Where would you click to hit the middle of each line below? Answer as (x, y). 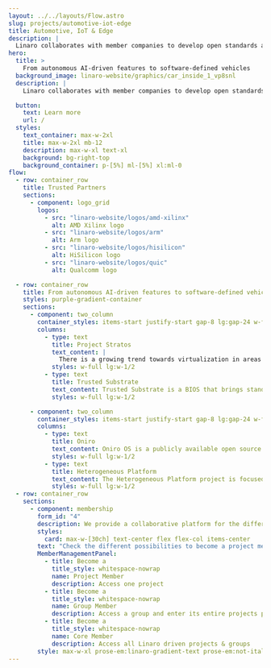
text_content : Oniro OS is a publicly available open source (156, 449)
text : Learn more (52, 113)
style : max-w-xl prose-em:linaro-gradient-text (119, 651)
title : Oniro (73, 442)
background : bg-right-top (67, 158)
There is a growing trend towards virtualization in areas (161, 359)
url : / (34, 120)
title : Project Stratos (91, 344)
